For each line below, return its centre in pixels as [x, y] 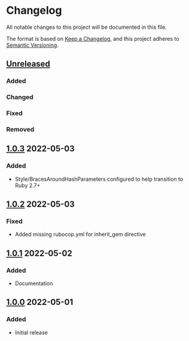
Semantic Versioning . [32, 45]
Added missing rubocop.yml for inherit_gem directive [80, 234]
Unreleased [28, 64]
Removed [20, 130]
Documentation [34, 283]
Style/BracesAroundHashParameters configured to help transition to [99, 179]
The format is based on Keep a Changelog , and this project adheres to [93, 38]
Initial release [31, 332]
